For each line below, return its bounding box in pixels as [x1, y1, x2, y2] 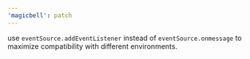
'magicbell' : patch [7, 11, 73, 20]
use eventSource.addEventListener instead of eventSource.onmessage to [7, 33, 242, 42]
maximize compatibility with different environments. [7, 41, 177, 51]
